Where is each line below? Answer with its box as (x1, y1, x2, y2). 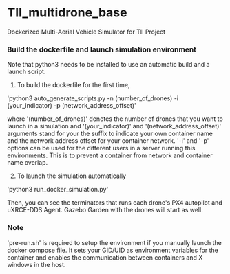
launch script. (7, 67, 46, 76)
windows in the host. (7, 260, 66, 269)
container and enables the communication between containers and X (7, 253, 203, 262)
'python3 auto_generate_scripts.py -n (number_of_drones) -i (7, 94, 179, 102)
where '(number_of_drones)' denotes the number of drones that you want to (7, 115, 224, 123)
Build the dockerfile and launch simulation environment (7, 45, 197, 54)
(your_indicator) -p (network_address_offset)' (7, 102, 136, 110)
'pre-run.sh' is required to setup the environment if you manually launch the (7, 238, 222, 247)
